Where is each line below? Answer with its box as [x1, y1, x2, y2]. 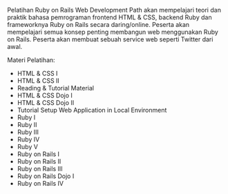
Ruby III [17, 128, 39, 136]
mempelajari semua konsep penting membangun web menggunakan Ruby [7, 28, 219, 36]
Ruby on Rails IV [17, 180, 64, 187]
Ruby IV [17, 135, 40, 144]
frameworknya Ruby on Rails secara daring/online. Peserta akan [7, 21, 190, 28]
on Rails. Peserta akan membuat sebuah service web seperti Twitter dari [7, 35, 213, 43]
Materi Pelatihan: [7, 56, 55, 64]
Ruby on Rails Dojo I [17, 172, 75, 180]
